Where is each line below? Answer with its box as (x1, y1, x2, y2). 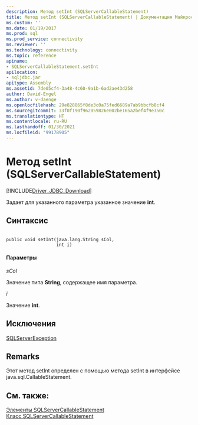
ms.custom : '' (6, 20, 41, 25)
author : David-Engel (6, 91, 57, 97)
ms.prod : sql (6, 31, 38, 37)
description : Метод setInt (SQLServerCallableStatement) (6, 8, 149, 15)
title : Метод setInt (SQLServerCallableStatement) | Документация (6, 14, 173, 20)
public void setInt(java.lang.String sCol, (6, 236, 115, 242)
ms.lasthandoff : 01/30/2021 (6, 124, 75, 130)
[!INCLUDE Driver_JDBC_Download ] (6, 187, 93, 194)
